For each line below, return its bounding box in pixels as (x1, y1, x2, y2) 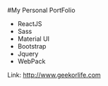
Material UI (17, 35, 50, 43)
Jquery (17, 49, 39, 58)
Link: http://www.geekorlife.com (7, 70, 101, 79)
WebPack (17, 57, 46, 66)
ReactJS (17, 20, 42, 27)
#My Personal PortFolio (7, 6, 76, 14)
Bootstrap (17, 42, 47, 50)
